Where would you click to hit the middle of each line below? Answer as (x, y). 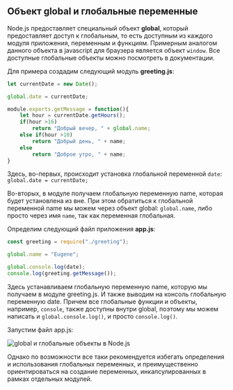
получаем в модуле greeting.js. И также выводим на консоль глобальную (117, 294)
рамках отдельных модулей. (50, 379)
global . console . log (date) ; (46, 267)
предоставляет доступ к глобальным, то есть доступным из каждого (110, 35)
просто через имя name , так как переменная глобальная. (91, 216)
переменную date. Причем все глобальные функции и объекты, (102, 301)
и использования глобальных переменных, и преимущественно (103, 364)
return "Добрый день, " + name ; (79, 141)
